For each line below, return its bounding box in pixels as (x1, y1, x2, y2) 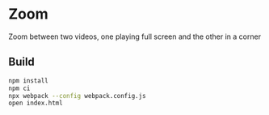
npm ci (8, 84, 31, 92)
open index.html (8, 99, 63, 108)
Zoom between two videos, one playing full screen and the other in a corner (8, 32, 261, 41)
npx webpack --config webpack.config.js (8, 92, 147, 100)
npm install (8, 76, 48, 85)
